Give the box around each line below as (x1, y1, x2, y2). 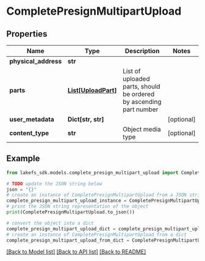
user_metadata (9, 115, 55, 123)
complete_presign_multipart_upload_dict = (6, 226, 116, 232)
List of (123, 67, 141, 75)
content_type (9, 129, 49, 137)
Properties (6, 29, 48, 39)
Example (6, 153, 40, 164)
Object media (123, 125, 162, 133)
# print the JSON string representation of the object (6, 204, 149, 210)
